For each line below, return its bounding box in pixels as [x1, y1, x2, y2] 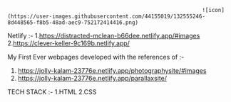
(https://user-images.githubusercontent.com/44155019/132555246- [7, 13, 205, 20]
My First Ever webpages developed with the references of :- [7, 53, 185, 61]
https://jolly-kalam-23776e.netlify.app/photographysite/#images [17, 67, 207, 74]
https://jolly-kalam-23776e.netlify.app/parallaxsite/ [17, 74, 168, 82]
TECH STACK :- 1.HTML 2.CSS [7, 88, 97, 96]
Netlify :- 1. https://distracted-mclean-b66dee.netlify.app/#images [7, 32, 200, 40]
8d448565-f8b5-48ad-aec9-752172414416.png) [7, 19, 139, 26]
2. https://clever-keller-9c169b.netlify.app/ [7, 39, 130, 47]
